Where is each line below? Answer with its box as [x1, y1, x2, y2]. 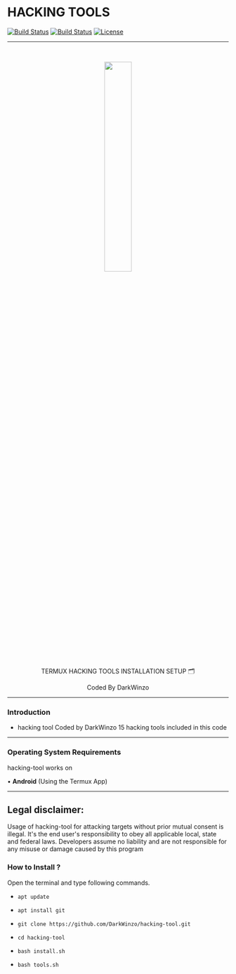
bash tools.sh [17, 961, 59, 968]
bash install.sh [17, 947, 65, 955]
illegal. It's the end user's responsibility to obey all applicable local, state [7, 830, 217, 838]
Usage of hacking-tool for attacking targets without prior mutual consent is [7, 822, 224, 831]
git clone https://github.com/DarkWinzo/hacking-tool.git [17, 921, 191, 928]
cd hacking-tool [17, 934, 65, 941]
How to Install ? [7, 862, 61, 872]
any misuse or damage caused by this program [7, 845, 144, 853]
